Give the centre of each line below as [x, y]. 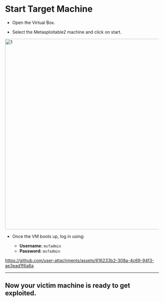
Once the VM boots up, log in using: [48, 236]
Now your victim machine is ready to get [68, 286]
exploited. [21, 293]
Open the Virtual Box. [33, 22]
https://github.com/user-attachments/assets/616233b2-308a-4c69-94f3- [80, 260]
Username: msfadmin [40, 246]
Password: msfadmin [40, 251]
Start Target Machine [49, 9]
